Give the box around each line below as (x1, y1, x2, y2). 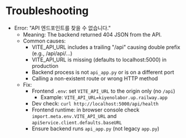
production (31, 62, 58, 69)
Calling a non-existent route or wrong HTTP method (31, 75, 158, 82)
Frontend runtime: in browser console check (31, 106, 140, 113)
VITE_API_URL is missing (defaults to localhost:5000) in (31, 56, 167, 63)
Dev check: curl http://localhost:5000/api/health (31, 100, 159, 107)
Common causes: (22, 37, 66, 44)
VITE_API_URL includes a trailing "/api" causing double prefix (31, 43, 181, 51)
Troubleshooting (5, 4, 89, 18)
